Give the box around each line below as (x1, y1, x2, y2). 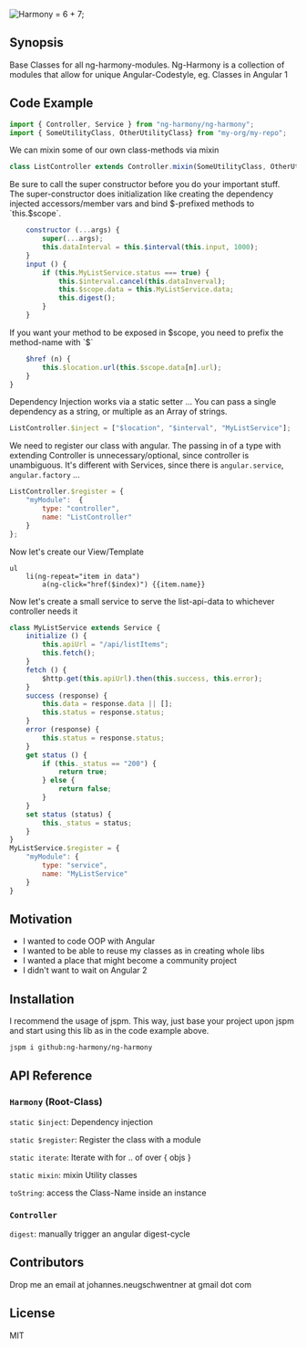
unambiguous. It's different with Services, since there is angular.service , (9, 459, 284, 470)
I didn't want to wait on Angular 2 (22, 964, 148, 976)
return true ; (57, 767, 107, 776)
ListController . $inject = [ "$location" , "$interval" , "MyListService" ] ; (9, 424, 291, 433)
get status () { (25, 750, 88, 760)
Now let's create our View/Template (9, 546, 144, 557)
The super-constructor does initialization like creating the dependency (9, 188, 273, 200)
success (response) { (25, 690, 107, 700)
